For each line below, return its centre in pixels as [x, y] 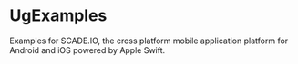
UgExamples [58, 16]
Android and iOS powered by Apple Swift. [87, 50]
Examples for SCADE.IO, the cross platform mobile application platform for [149, 41]
